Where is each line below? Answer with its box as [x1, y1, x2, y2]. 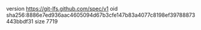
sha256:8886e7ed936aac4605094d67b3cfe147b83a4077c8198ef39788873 [6, 11, 196, 19]
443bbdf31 [6, 18, 34, 25]
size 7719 [34, 18, 58, 25]
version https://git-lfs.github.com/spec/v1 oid [6, 5, 118, 12]
